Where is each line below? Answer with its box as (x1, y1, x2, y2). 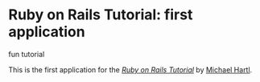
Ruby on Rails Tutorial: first (8, 6, 193, 24)
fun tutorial (8, 49, 45, 59)
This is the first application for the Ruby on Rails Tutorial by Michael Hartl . (8, 64, 253, 74)
